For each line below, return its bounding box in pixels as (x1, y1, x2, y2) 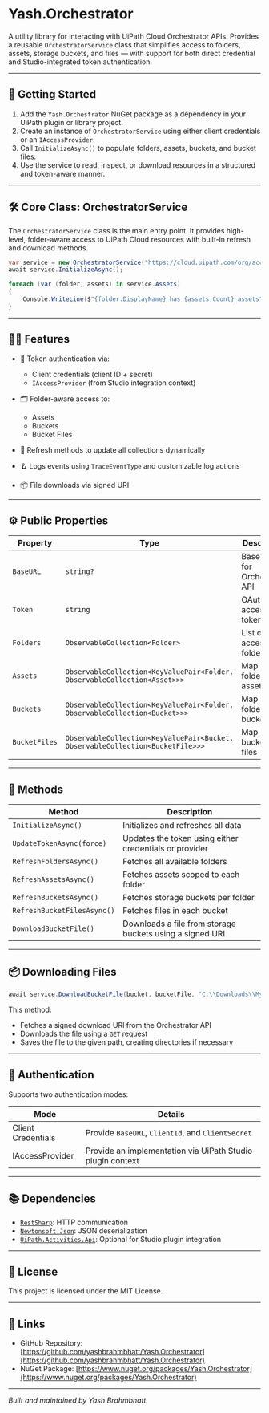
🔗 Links (8, 1317, 46, 1330)
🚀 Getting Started (8, 87, 97, 101)
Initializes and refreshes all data (122, 820, 242, 831)
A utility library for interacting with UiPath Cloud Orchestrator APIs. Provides (8, 31, 259, 41)
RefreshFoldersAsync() (12, 857, 98, 867)
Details (157, 1108, 186, 1119)
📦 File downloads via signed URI (19, 480, 130, 489)
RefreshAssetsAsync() (12, 875, 94, 884)
